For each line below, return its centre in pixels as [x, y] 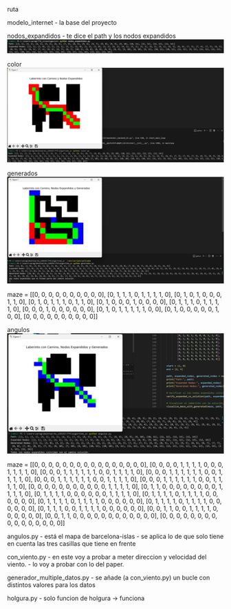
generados [22, 173]
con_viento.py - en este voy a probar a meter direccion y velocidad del [107, 557]
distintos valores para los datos [52, 585]
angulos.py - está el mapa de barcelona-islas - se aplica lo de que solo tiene [115, 536]
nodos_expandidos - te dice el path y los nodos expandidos [92, 36]
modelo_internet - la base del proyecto [62, 22]
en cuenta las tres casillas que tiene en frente [71, 543]
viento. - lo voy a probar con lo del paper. [66, 564]
